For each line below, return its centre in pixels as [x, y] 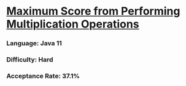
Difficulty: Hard [30, 60]
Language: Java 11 [34, 43]
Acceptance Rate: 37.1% [43, 76]
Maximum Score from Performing [93, 11]
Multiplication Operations [73, 24]
